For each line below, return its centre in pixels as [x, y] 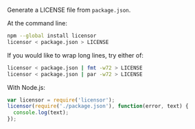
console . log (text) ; [41, 113]
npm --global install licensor [52, 36]
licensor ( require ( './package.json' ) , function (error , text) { [98, 106]
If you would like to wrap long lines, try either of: [76, 55]
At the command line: [37, 23]
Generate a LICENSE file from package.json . [69, 10]
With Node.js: [26, 87]
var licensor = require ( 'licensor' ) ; [61, 100]
